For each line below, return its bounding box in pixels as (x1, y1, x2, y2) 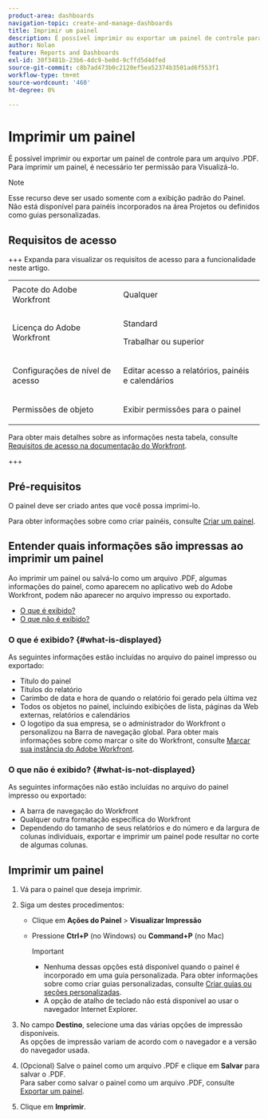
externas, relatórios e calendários (19, 711, 130, 720)
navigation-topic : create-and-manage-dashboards (8, 19, 173, 27)
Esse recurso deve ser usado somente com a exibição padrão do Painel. (8, 193, 246, 203)
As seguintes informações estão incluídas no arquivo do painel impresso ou (8, 652, 257, 662)
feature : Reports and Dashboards (8, 49, 120, 57)
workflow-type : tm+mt (8, 71, 81, 79)
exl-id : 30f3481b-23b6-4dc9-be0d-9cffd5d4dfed (8, 57, 166, 65)
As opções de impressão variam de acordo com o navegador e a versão (19, 1037, 257, 1047)
